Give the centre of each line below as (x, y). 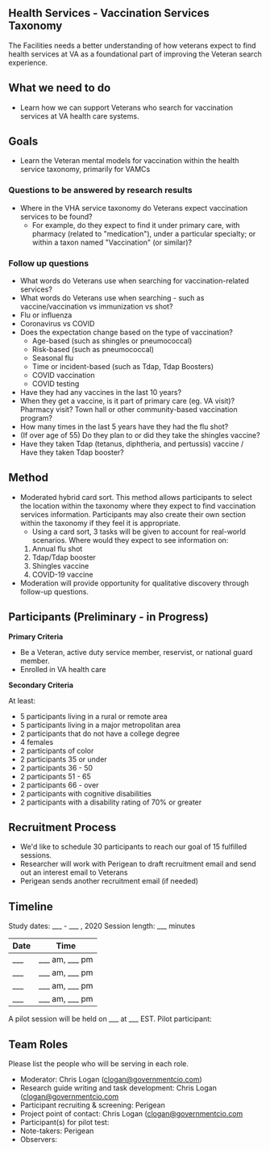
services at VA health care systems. (79, 116)
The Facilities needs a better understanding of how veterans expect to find (132, 45)
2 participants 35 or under (63, 759)
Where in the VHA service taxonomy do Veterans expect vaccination (134, 208)
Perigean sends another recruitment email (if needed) (109, 881)
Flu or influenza (46, 315)
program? (36, 418)
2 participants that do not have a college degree (100, 733)
